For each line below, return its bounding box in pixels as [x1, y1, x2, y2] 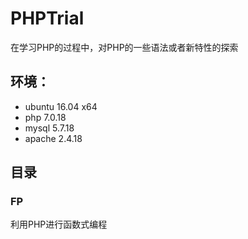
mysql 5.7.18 [24, 122, 75, 134]
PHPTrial [10, 7, 85, 30]
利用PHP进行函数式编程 [10, 218, 108, 231]
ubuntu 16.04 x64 [24, 100, 98, 112]
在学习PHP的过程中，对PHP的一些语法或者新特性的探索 [10, 41, 239, 53]
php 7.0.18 [24, 111, 67, 123]
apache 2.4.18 [24, 132, 83, 144]
